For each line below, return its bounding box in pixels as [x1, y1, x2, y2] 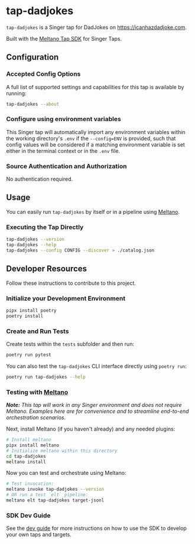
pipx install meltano [6, 442, 60, 448]
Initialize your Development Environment [6, 294, 126, 302]
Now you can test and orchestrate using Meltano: [6, 470, 126, 477]
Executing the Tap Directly [6, 223, 84, 231]
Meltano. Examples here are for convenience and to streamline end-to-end [6, 408, 189, 415]
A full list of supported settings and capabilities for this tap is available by [6, 83, 184, 90]
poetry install [6, 313, 44, 319]
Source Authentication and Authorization [6, 162, 127, 170]
